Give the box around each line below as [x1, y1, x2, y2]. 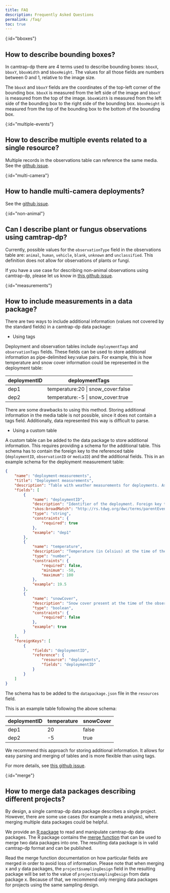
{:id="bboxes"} [5, 36, 37, 42]
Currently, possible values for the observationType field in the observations [5, 247, 161, 253]
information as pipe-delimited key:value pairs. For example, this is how [5, 354, 153, 360]
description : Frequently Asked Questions [5, 12, 94, 17]
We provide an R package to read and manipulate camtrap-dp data [5, 829, 145, 835]
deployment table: [5, 365, 43, 371]
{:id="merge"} [5, 772, 35, 778]
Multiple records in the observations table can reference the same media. [5, 157, 158, 163]
